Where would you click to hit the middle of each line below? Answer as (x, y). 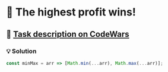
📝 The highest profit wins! (71, 12)
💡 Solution (21, 51)
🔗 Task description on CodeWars (68, 34)
